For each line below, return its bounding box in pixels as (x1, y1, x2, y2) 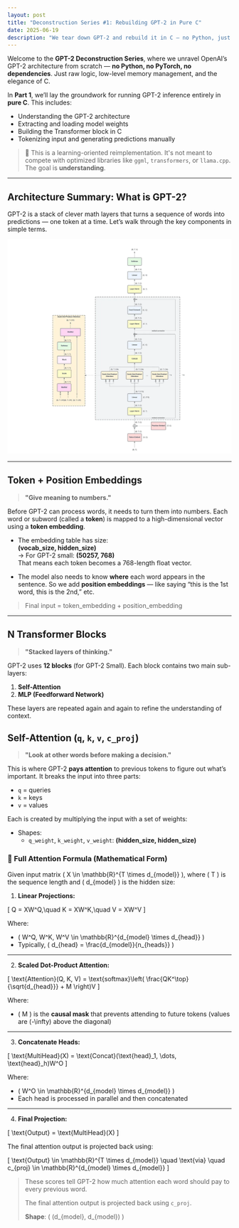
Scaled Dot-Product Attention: (17, 961, 110, 969)
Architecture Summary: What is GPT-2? (7, 191, 187, 203)
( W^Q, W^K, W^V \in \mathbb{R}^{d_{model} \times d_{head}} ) (17, 932, 205, 941)
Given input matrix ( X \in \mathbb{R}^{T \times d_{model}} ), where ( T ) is (7, 870, 226, 878)
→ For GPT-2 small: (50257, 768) (17, 551, 115, 560)
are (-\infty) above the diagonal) (17, 1017, 112, 1025)
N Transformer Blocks (7, 629, 107, 641)
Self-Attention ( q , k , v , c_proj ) (7, 732, 139, 744)
